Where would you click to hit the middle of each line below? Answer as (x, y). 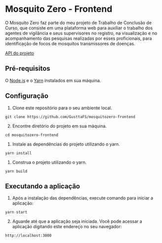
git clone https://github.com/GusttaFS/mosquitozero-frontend (70, 117)
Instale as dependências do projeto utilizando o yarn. (66, 144)
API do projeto (20, 53)
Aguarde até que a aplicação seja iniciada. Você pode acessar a (77, 221)
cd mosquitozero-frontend (32, 135)
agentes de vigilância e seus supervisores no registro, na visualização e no (81, 33)
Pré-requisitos (28, 69)
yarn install (18, 153)
